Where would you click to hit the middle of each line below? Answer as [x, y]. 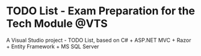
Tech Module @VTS [57, 24]
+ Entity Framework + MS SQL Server [53, 46]
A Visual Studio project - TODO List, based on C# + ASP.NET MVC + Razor [99, 40]
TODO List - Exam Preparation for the [101, 11]
